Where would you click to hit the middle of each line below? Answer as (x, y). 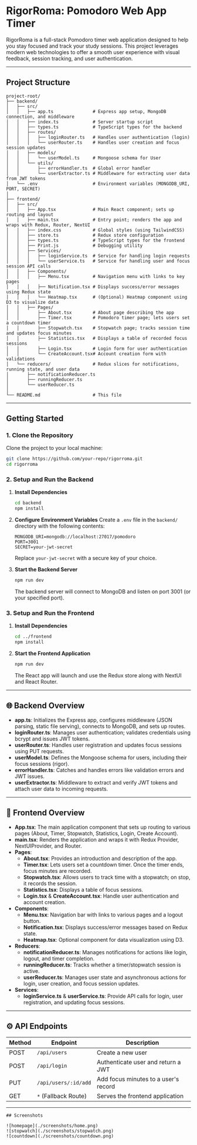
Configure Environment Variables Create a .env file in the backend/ (96, 520)
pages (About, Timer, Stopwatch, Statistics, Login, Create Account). (96, 833)
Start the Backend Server (46, 570)
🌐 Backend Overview (45, 706)
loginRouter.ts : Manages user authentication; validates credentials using (102, 732)
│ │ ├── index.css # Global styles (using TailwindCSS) (95, 230)
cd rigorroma (22, 464)
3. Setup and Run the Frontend (50, 613)
